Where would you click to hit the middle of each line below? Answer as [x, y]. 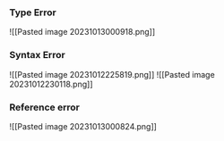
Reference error [45, 107]
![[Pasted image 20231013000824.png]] [83, 126]
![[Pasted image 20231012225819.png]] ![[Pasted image [112, 74]
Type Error [33, 12]
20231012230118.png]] [51, 84]
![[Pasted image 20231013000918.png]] [82, 32]
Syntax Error [37, 55]
